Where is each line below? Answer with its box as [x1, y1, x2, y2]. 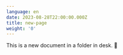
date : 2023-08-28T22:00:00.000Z [6, 14, 87, 20]
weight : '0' [6, 25, 36, 32]
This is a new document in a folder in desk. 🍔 [6, 42, 118, 49]
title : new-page [6, 20, 47, 26]
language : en [6, 8, 39, 15]
